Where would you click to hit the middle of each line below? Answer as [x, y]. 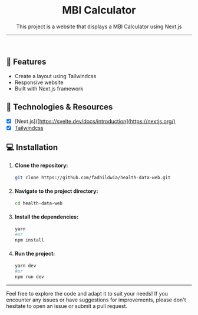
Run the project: [35, 253]
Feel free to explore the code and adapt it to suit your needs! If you [87, 293]
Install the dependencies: [46, 217]
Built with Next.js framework [49, 88]
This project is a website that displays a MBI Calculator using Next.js [99, 26]
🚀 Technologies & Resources [60, 107]
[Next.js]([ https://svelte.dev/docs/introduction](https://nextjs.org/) [95, 121]
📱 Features [26, 62]
